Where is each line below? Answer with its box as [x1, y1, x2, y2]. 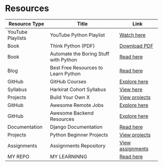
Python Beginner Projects [50, 131, 108, 138]
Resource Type [8, 20, 45, 27]
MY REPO [7, 153, 30, 160]
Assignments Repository [50, 142, 106, 149]
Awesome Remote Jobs [50, 102, 104, 108]
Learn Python [50, 70, 81, 77]
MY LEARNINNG [50, 153, 87, 160]
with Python [50, 56, 78, 63]
